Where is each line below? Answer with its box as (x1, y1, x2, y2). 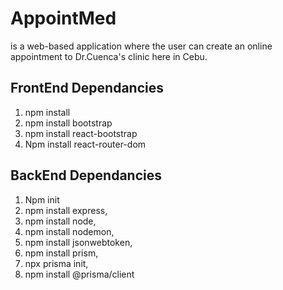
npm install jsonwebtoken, (24, 236, 133, 248)
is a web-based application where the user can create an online (10, 40, 273, 52)
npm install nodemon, (24, 225, 115, 237)
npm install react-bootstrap (24, 127, 138, 139)
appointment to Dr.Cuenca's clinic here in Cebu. (10, 50, 208, 62)
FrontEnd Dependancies (10, 80, 165, 97)
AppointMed (10, 7, 117, 30)
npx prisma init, (24, 257, 89, 269)
